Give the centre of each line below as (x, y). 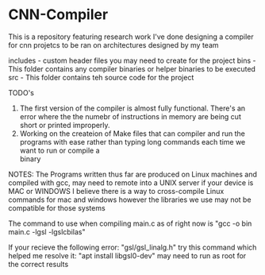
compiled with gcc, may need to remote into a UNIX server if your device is (131, 182)
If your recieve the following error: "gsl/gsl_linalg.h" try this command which (132, 247)
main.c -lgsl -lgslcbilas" (47, 231)
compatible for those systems (57, 207)
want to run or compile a (60, 150)
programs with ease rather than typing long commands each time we (132, 141)
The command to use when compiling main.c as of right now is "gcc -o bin (130, 223)
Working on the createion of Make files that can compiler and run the (132, 134)
